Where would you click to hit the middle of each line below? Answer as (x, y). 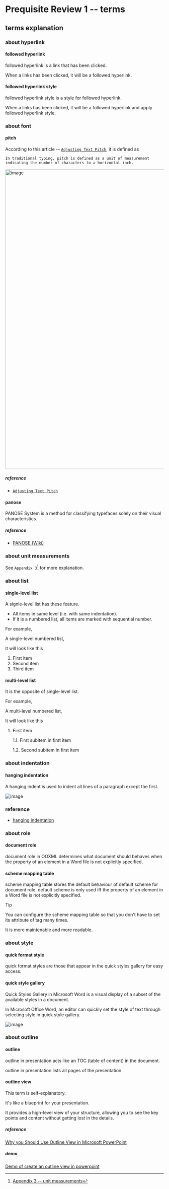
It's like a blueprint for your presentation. (47, 1103)
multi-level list (21, 680)
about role (18, 833)
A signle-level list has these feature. (42, 604)
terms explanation (34, 28)
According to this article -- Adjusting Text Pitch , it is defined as (72, 149)
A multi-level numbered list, (34, 711)
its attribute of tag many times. (37, 920)
